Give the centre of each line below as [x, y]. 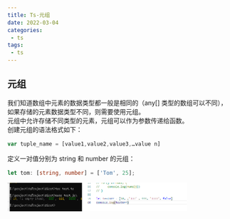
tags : [15, 45]
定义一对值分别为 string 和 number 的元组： [71, 158]
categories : [25, 30]
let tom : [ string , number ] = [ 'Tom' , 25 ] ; [71, 173]
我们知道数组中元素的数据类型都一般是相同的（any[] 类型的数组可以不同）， [117, 103]
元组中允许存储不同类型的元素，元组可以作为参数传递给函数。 [98, 121]
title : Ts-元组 [29, 15]
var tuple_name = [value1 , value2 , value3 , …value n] [84, 144]
